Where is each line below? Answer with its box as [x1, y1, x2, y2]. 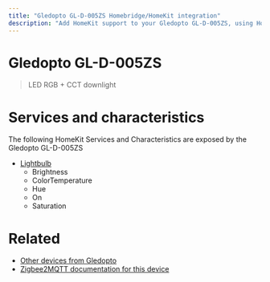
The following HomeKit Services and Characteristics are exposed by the [8, 135, 247, 144]
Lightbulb [19, 159, 52, 168]
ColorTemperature [31, 175, 92, 185]
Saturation [31, 201, 67, 211]
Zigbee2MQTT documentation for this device [19, 264, 170, 274]
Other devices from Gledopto [19, 256, 117, 265]
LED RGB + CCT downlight [27, 80, 117, 90]
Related [8, 229, 60, 248]
